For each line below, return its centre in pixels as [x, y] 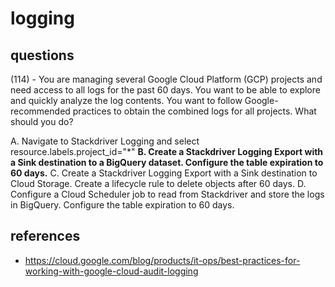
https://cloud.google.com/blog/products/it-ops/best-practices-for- [162, 260]
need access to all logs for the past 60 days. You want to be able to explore [165, 90]
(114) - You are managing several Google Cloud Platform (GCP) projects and [166, 79]
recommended [40, 111]
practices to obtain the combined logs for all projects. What [194, 111]
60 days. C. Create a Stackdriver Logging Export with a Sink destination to [164, 173]
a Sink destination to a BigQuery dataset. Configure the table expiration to [167, 162]
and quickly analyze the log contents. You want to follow [126, 100]
